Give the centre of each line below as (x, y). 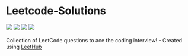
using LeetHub (24, 47)
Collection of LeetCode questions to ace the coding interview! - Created (94, 40)
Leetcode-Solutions (56, 11)
